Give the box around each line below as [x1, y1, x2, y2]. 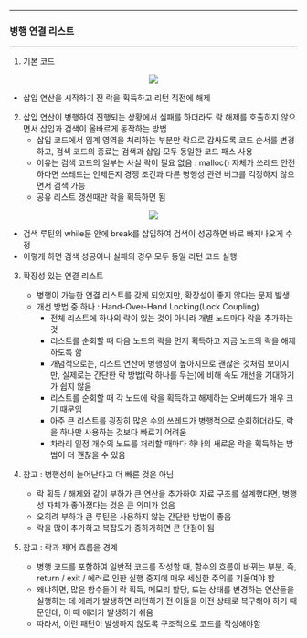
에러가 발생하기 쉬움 [81, 607, 153, 618]
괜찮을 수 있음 [76, 449, 126, 461]
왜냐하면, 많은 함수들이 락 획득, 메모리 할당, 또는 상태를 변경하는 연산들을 [36, 584, 295, 595]
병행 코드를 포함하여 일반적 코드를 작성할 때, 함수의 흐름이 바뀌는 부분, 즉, [36, 561, 297, 572]
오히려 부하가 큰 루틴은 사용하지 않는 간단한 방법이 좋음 [36, 511, 232, 522]
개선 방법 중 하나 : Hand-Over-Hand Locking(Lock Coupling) [36, 301, 260, 312]
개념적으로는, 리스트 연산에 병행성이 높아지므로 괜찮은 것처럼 [49, 358, 265, 370]
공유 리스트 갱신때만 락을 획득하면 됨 [36, 192, 166, 203]
